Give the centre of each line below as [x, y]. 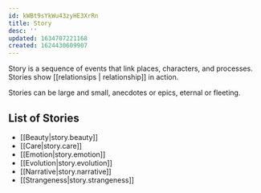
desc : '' [23, 31]
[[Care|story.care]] [51, 146]
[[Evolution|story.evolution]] [66, 162]
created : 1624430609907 [48, 46]
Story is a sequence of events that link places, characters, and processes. [130, 68]
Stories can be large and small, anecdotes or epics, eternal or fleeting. [124, 92]
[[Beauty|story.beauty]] [59, 137]
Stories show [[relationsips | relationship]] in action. [94, 77]
